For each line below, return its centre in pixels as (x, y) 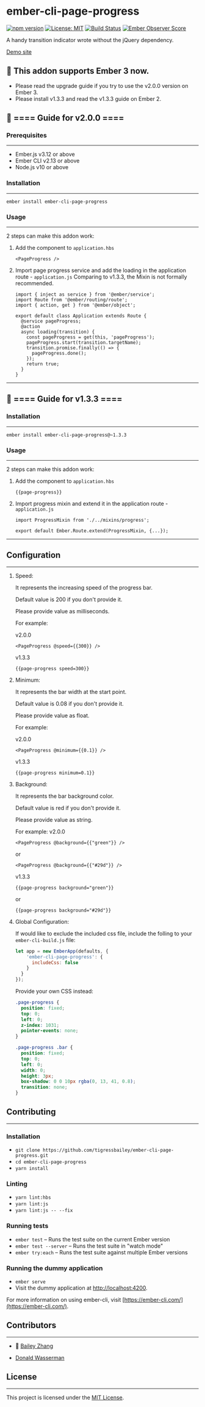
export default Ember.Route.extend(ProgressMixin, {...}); (92, 531)
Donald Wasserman (40, 1358)
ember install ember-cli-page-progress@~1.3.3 (67, 435)
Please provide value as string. (54, 819)
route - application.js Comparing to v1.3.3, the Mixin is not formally (101, 277)
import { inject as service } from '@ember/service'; (85, 294)
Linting (17, 1184)
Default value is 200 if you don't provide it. (69, 599)
